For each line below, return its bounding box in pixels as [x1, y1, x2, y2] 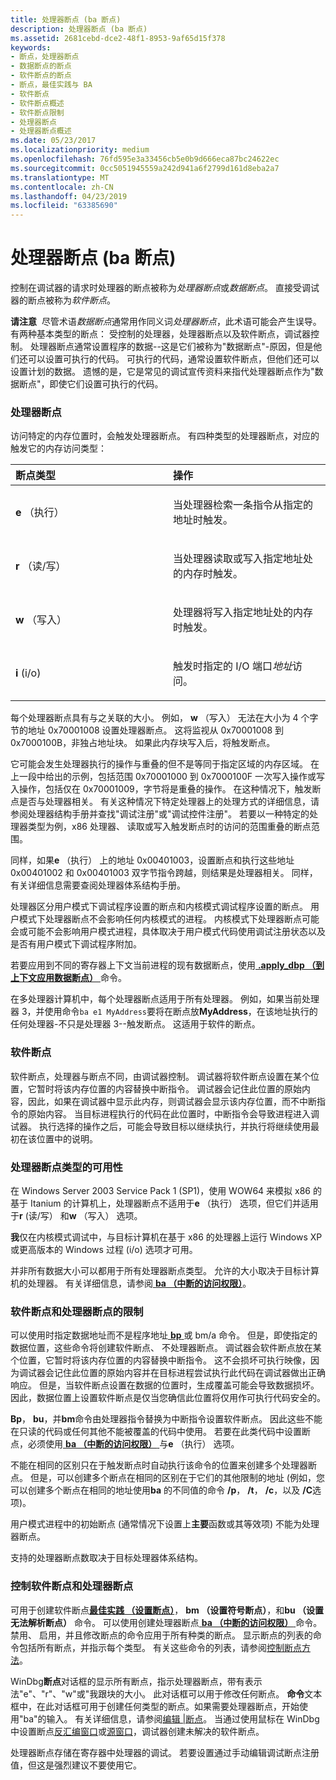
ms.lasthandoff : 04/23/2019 [10, 191, 128, 201]
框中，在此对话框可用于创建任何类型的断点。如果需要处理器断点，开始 [10, 1700, 300, 1712]
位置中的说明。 [36, 1132, 98, 1145]
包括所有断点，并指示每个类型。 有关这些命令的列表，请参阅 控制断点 [18, 1641, 302, 1653]
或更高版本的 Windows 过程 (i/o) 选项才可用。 [10, 1243, 198, 1255]
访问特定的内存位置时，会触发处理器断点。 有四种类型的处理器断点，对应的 [10, 430, 320, 442]
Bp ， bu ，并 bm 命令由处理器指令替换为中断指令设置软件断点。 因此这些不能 [10, 1413, 323, 1425]
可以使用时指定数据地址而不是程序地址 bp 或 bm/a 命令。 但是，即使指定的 [10, 1329, 318, 1341]
